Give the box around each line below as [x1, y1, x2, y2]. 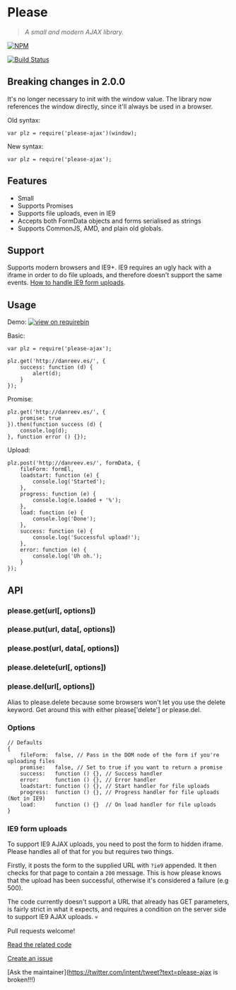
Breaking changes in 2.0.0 [7, 76, 126, 88]
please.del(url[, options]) [7, 682, 95, 691]
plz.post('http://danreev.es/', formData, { [7, 460, 141, 467]
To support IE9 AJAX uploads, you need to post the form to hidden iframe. [7, 840, 224, 848]
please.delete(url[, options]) [7, 662, 107, 672]
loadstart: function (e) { [20, 472, 100, 479]
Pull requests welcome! [7, 927, 76, 935]
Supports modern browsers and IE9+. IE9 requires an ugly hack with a [7, 263, 212, 272]
